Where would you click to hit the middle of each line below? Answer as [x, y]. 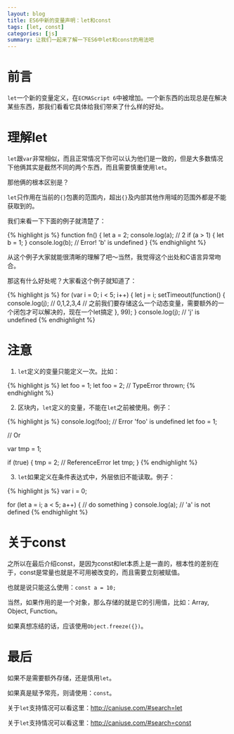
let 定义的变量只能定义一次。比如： [69, 371]
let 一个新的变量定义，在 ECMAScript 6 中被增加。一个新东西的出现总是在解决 [117, 98]
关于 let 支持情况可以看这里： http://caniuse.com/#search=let [95, 707]
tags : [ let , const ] [36, 27]
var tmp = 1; [25, 448]
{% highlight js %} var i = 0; [47, 491]
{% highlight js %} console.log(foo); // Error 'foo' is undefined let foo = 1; [112, 421]
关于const [37, 543]
